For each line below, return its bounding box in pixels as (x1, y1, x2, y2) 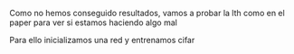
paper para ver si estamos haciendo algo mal (9, 17, 178, 28)
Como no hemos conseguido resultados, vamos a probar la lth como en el (9, 8, 285, 18)
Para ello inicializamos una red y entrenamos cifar (9, 35, 195, 45)
